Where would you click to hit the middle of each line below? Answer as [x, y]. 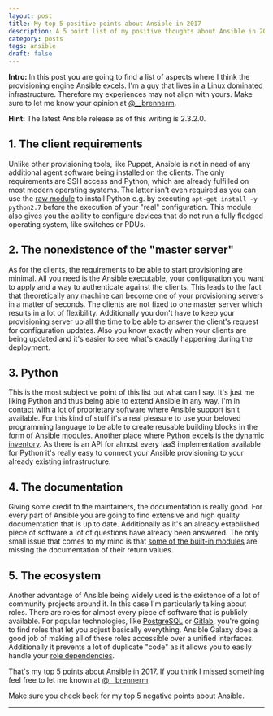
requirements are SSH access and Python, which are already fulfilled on [129, 181]
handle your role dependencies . [62, 656]
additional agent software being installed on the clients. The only [117, 172]
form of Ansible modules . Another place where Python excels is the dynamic [136, 435]
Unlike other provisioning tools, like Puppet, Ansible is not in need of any [130, 164]
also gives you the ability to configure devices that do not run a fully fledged [136, 216]
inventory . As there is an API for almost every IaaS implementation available [135, 444]
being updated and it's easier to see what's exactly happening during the [131, 338]
